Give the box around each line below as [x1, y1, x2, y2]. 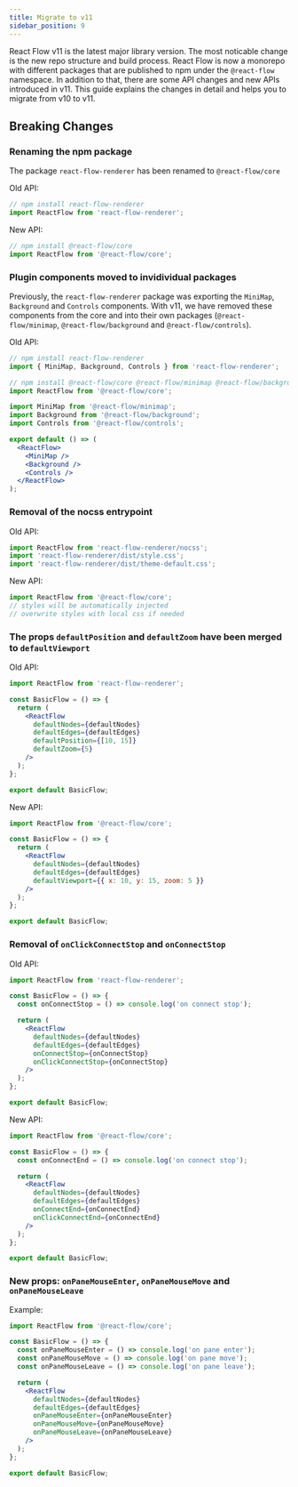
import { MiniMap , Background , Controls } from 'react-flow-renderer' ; [9, 362, 279, 371]
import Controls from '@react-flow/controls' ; [9, 419, 184, 428]
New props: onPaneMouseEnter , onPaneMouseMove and [9, 1275, 231, 1288]
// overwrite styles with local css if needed [9, 609, 184, 618]
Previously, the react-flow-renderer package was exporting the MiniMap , [9, 291, 275, 301]
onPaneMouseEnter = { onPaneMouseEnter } [32, 1411, 173, 1420]
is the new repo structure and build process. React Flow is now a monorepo [9, 55, 286, 66]
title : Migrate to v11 [9, 12, 93, 22]
